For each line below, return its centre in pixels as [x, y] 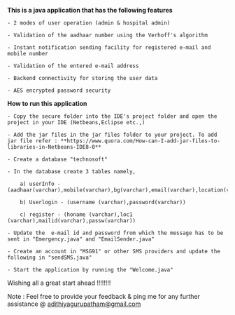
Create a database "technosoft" [61, 159]
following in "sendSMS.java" [50, 257]
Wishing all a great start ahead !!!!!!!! [59, 283]
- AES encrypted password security [59, 91]
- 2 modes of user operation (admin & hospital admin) [89, 23]
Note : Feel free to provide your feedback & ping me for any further [104, 296]
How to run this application [47, 103]
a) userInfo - [40, 184]
